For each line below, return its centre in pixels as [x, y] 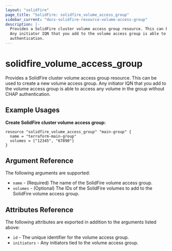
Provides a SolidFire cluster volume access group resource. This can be [81, 78]
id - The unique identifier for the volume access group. [71, 237]
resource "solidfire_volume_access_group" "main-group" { [68, 132]
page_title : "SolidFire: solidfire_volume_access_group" [67, 15]
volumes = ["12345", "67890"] [42, 141]
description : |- [23, 24]
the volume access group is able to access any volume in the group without [85, 89]
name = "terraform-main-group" [43, 136]
